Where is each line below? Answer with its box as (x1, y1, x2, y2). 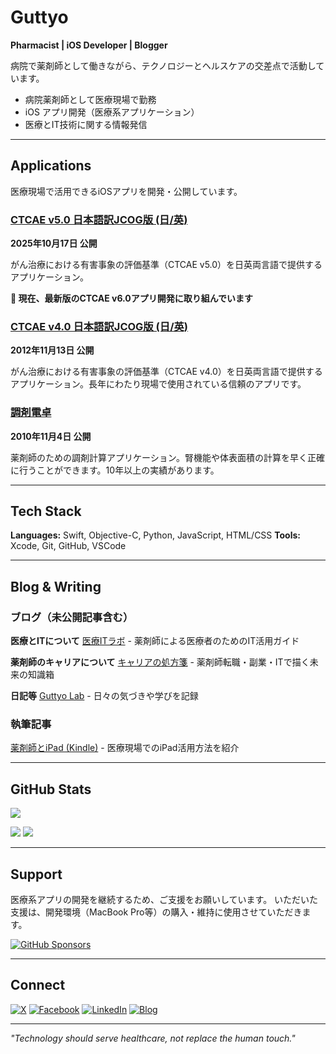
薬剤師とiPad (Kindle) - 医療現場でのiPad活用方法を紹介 (10, 742, 240, 754)
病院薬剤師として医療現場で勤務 (24, 93, 157, 105)
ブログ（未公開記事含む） (10, 610, 134, 624)
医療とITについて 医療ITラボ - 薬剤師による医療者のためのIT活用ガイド (10, 635, 300, 647)
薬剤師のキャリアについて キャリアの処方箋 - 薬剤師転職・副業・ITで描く (10, 656, 310, 668)
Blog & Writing (10, 578, 102, 595)
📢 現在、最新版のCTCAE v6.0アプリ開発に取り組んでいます (10, 292, 254, 305)
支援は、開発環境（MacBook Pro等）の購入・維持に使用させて (10, 906, 268, 918)
